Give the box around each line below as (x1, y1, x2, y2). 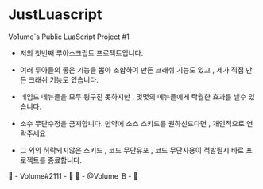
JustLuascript (8, 6, 102, 24)
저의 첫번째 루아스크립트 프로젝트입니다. (19, 48, 144, 57)
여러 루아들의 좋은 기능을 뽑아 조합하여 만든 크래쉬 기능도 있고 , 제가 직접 (19, 65, 245, 75)
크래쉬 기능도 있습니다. (28, 75, 99, 84)
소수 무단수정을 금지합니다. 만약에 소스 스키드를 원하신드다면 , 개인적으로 (19, 118, 245, 128)
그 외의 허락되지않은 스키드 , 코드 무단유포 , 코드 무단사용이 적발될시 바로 (19, 145, 245, 155)
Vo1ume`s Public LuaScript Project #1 (8, 32, 130, 41)
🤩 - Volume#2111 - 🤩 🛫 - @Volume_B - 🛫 (8, 171, 138, 180)
